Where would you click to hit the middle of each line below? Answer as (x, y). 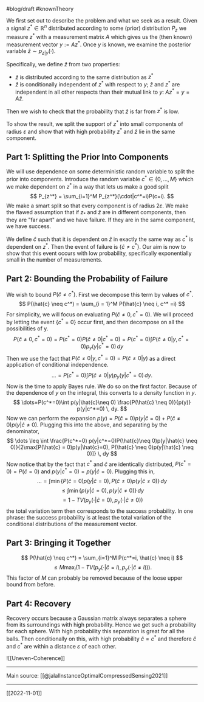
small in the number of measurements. (54, 259)
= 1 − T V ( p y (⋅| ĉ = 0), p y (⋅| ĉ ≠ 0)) (103, 501)
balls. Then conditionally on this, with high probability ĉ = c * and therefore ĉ (101, 638)
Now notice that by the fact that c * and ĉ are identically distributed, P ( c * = (99, 464)
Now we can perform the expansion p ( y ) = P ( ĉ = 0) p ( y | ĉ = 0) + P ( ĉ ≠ (93, 418)
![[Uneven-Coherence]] (36, 658)
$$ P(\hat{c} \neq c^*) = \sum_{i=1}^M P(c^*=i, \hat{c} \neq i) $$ (102, 558)
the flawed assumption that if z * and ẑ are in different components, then (96, 213)
